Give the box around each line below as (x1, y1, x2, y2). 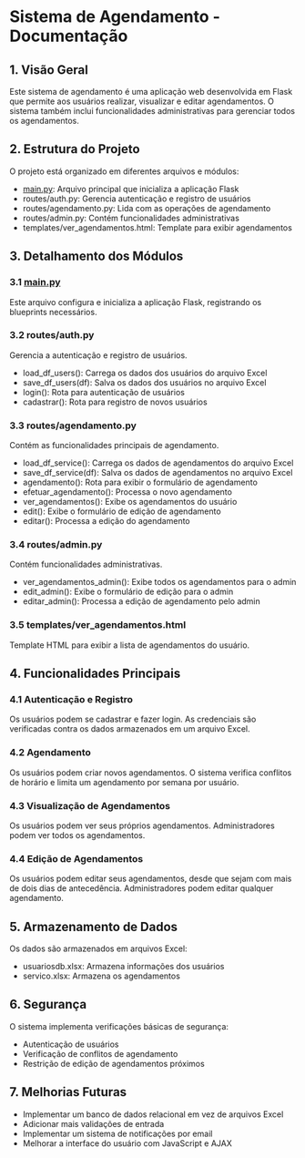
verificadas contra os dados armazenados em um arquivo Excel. (9, 723, 250, 734)
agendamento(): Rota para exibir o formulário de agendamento (22, 477, 258, 488)
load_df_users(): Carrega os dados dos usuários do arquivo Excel (22, 367, 268, 378)
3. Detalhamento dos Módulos (9, 249, 184, 264)
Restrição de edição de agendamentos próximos (22, 1058, 205, 1069)
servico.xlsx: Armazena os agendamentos (22, 970, 180, 981)
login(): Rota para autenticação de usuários (22, 386, 185, 397)
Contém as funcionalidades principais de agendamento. (9, 440, 219, 451)
